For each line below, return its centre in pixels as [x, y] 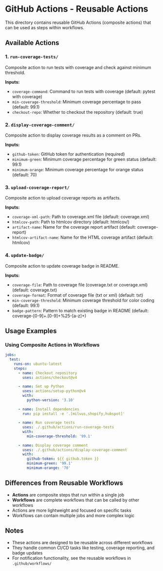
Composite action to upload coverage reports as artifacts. [63, 198]
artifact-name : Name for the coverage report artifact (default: [74, 227]
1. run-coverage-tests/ [32, 57]
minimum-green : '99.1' [50, 464]
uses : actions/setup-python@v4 [54, 391]
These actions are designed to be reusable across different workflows [82, 542]
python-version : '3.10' [51, 400]
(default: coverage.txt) [35, 290]
